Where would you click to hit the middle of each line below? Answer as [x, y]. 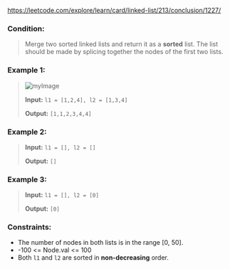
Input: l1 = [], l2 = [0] [62, 195]
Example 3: [27, 179]
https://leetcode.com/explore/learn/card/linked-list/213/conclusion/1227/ [114, 10]
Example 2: [27, 132]
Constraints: [30, 227]
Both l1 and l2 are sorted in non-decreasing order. [93, 258]
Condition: [26, 28]
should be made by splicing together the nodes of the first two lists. [124, 52]
